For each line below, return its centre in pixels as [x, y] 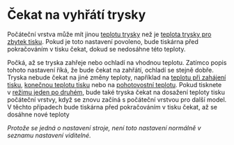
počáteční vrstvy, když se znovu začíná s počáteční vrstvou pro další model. [117, 99]
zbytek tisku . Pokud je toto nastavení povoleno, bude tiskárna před [103, 41]
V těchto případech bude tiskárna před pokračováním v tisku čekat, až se [112, 107]
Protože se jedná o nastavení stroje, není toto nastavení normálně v [104, 128]
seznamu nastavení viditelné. [49, 135]
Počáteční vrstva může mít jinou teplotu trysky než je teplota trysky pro [109, 34]
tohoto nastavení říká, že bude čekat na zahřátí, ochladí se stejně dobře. [111, 70]
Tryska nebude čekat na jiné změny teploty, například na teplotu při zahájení [117, 77]
